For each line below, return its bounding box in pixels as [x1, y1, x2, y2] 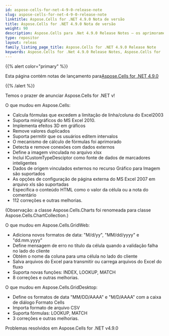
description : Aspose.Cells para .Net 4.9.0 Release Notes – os [5, 31, 141, 36]
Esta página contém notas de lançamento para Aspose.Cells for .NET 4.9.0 [5, 73, 159, 79]
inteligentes [12, 160, 37, 166]
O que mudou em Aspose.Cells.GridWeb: [5, 222, 90, 228]
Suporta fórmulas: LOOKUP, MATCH [12, 310, 88, 316]
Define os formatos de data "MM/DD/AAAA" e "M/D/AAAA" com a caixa [12, 294, 161, 300]
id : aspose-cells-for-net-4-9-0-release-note [5, 7, 102, 13]
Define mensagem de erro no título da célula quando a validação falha [12, 242, 158, 249]
